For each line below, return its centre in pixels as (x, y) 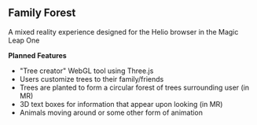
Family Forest (42, 13)
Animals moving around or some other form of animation (111, 112)
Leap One (24, 40)
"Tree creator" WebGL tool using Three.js (86, 71)
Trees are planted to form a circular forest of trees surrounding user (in (134, 87)
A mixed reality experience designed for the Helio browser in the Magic (123, 31)
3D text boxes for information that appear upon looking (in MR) (121, 104)
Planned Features (37, 55)
